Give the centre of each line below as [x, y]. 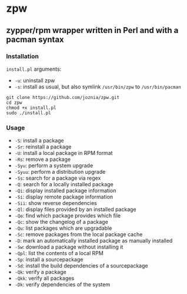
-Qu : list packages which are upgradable [63, 228]
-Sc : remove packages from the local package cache [79, 234]
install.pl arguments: [34, 69]
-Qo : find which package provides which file [68, 216]
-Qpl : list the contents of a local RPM [59, 253]
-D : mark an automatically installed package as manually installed [93, 241]
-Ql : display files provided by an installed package [75, 209]
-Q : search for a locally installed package [64, 184]
